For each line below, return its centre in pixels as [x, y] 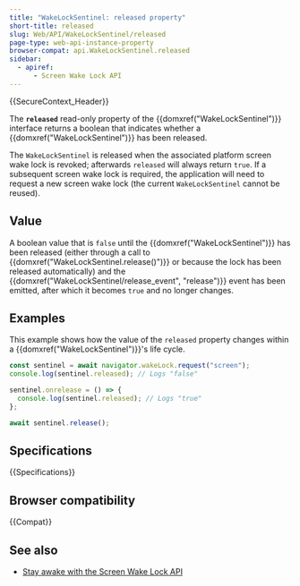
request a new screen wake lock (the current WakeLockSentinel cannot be [145, 183]
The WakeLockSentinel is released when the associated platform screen [140, 155]
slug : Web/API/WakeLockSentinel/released [88, 34]
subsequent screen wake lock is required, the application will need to [137, 174]
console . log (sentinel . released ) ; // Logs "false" [104, 374]
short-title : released [51, 26]
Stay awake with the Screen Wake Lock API [103, 572]
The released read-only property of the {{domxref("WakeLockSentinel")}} [146, 118]
